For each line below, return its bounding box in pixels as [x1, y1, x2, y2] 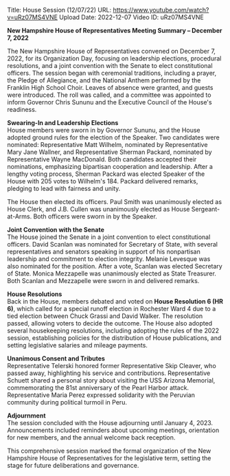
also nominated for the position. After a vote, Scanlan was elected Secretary [7, 262, 223, 270]
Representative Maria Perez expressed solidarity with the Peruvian [7, 391, 196, 399]
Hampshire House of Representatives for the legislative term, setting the [7, 454, 211, 462]
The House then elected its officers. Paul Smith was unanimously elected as [7, 198, 222, 205]
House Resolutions [7, 290, 62, 298]
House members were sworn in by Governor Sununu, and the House [7, 126, 200, 134]
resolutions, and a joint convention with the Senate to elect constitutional [7, 62, 213, 69]
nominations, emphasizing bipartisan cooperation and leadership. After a [7, 163, 213, 170]
